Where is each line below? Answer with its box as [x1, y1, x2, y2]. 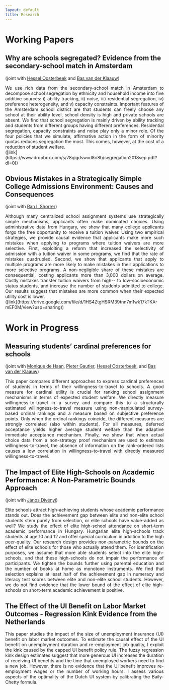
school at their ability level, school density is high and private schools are [5, 111, 164, 117]
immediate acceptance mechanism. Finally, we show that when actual [5, 432, 164, 438]
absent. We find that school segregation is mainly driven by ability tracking [5, 117, 164, 123]
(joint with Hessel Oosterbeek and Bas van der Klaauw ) [5, 75, 120, 81]
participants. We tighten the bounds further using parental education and [5, 560, 164, 567]
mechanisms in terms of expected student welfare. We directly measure [5, 394, 164, 401]
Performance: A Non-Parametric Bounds [5, 476, 136, 484]
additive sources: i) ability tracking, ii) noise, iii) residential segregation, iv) [5, 95, 164, 101]
